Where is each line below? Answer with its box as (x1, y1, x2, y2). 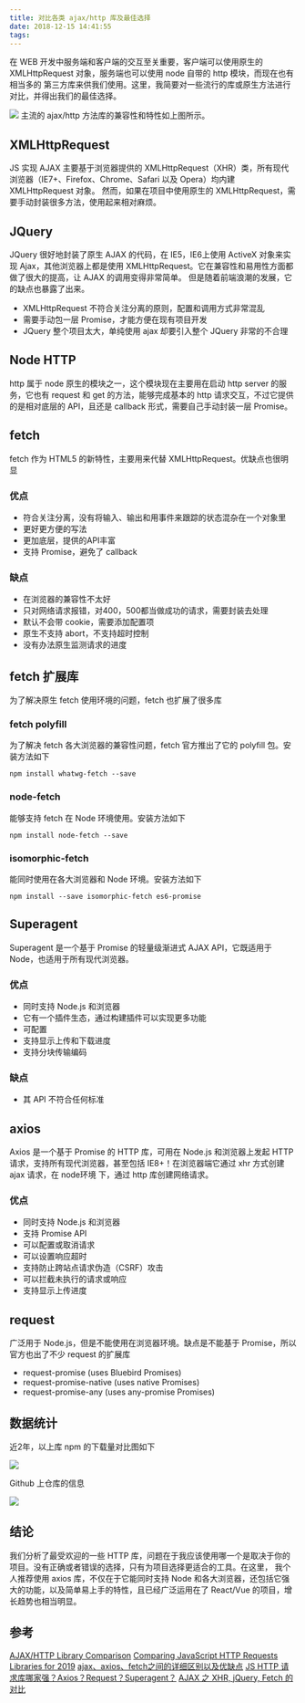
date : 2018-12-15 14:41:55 (9, 22, 112, 31)
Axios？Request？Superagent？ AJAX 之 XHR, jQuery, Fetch (56, 1672, 284, 1683)
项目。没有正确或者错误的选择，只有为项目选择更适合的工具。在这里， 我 (9, 1562, 283, 1572)
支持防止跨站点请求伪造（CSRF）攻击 (22, 1262, 164, 1273)
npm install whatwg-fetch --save (9, 769, 137, 778)
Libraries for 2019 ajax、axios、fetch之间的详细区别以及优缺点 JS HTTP (9, 1660, 280, 1671)
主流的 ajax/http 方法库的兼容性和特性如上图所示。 (20, 110, 210, 121)
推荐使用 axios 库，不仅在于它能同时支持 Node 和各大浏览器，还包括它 (16, 1572, 282, 1583)
